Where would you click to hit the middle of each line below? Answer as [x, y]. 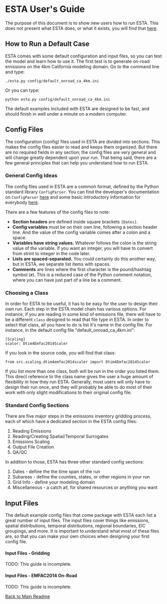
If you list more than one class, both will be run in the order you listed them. [83, 371]
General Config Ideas [31, 175]
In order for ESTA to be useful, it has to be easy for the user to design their [82, 304]
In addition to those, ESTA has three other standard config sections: [75, 462]
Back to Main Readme [28, 596]
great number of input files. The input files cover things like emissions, [77, 521]
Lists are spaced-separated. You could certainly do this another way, [84, 259]
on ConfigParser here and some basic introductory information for [73, 197]
